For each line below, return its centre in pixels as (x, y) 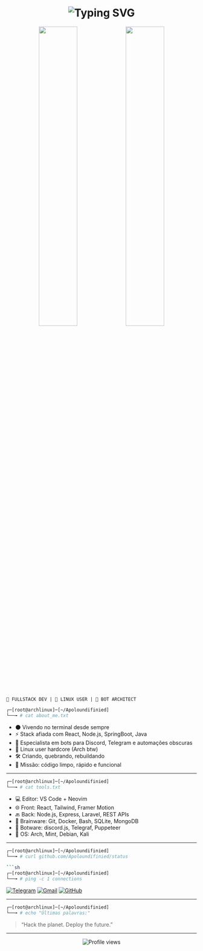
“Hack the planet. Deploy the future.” (67, 924)
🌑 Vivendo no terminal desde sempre (62, 727)
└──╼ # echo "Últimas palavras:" (48, 913)
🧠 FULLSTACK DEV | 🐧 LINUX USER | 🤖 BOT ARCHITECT (71, 699)
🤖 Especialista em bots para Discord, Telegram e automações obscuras (104, 742)
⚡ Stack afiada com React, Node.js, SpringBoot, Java (81, 734)
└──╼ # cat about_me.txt (37, 715)
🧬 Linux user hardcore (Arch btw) (56, 749)
